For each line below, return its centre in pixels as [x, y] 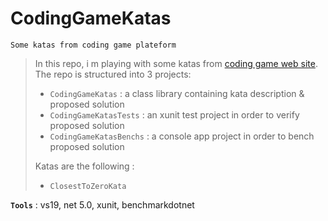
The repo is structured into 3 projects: [113, 74]
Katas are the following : [84, 166]
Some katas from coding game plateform [93, 45]
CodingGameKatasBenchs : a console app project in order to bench [182, 136]
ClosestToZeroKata [88, 186]
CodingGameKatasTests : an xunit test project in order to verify [174, 114]
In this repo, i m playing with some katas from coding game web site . [176, 63]
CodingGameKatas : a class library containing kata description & [177, 93]
